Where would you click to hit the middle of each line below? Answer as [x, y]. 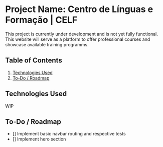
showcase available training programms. [47, 44]
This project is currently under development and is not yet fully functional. [81, 34]
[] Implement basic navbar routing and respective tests [69, 134]
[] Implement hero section [39, 139]
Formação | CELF [41, 20]
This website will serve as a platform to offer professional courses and [78, 39]
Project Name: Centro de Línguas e [79, 9]
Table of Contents [34, 61]
